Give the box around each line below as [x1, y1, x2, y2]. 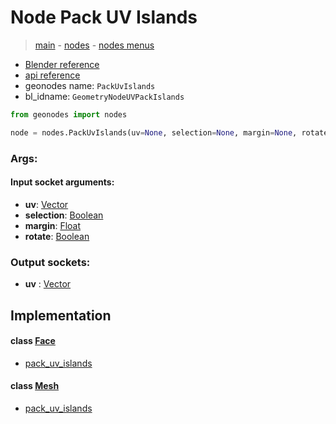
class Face [10, 335, 56, 347]
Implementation [10, 307, 112, 324]
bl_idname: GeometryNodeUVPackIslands [24, 90, 185, 102]
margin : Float [24, 219, 82, 231]
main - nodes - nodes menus [34, 39, 155, 51]
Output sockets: [10, 255, 91, 269]
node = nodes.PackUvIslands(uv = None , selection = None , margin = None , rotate [10, 127, 329, 138]
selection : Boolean [24, 209, 104, 221]
